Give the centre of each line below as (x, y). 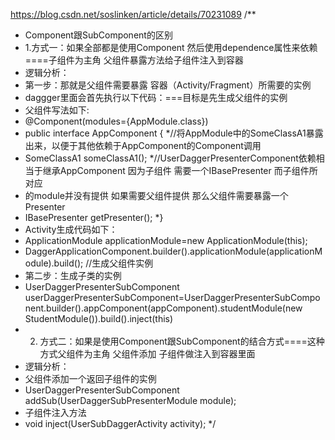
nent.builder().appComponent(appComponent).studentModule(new (163, 308)
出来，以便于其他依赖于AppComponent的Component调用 (143, 145)
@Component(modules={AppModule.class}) (116, 121)
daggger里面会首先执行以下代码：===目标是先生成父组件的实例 (156, 97)
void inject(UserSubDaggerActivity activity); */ (120, 423)
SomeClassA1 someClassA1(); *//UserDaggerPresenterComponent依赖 (170, 158)
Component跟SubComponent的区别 (98, 35)
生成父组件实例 (122, 263)
